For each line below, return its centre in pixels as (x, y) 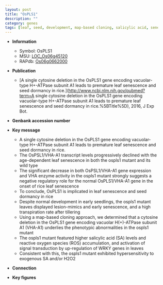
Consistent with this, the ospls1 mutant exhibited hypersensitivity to (87, 253)
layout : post (18, 9)
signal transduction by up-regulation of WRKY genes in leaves (81, 248)
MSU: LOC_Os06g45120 (43, 56)
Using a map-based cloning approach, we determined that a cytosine (89, 217)
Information (24, 41)
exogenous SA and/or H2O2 (48, 259)
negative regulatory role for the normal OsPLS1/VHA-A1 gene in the (86, 181)
